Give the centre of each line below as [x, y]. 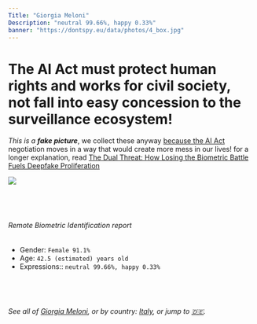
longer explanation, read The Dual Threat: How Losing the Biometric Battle [128, 157]
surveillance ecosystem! [90, 119]
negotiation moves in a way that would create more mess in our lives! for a [128, 149]
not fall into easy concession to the [125, 102]
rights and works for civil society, [119, 85]
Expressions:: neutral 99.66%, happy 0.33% [90, 266]
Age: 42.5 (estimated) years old [74, 258]
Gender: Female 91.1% [55, 249]
